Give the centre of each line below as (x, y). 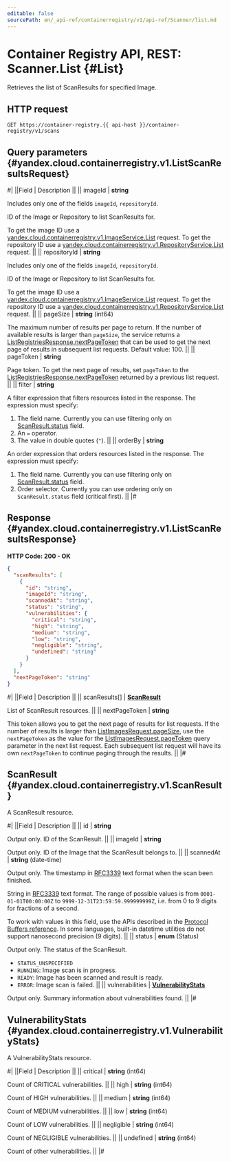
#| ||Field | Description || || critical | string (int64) (77, 1071)
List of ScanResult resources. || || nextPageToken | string (88, 710)
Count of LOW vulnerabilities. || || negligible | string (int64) (90, 1125)
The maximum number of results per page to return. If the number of (104, 327)
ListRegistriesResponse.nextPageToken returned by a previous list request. (113, 377)
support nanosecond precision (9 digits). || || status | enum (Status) (103, 936)
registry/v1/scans (33, 131)
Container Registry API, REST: (95, 54)
